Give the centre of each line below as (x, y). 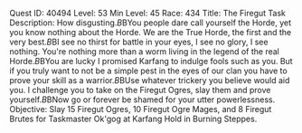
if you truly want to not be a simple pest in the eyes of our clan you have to (148, 71)
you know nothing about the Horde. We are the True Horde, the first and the (151, 32)
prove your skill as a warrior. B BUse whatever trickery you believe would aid (150, 80)
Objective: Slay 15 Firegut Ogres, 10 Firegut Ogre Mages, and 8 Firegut (141, 109)
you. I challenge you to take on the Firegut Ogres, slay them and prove (140, 90)
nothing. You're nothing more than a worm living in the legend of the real (145, 52)
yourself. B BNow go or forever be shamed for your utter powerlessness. (142, 100)
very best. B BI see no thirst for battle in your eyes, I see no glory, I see (139, 42)
